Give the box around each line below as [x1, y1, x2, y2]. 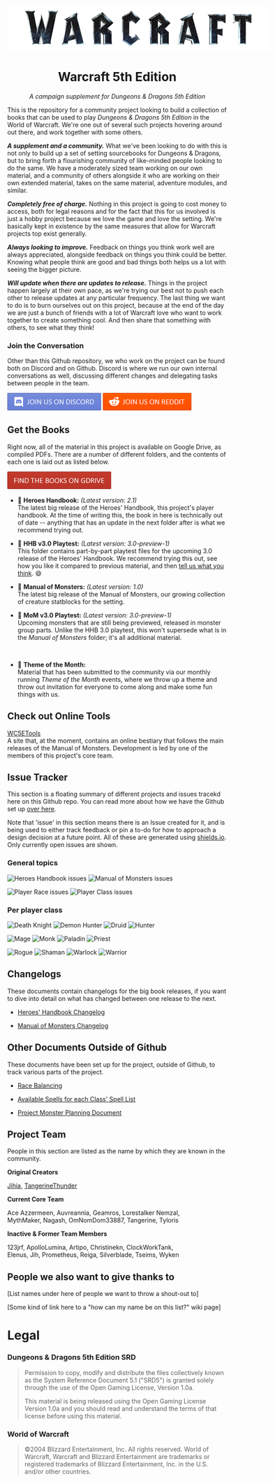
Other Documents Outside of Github [7, 1041, 168, 1054]
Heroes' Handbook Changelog [17, 1008, 105, 1016]
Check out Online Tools [7, 711, 111, 722]
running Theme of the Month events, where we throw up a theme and [17, 675, 218, 683]
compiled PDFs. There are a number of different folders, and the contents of [7, 450, 226, 458]
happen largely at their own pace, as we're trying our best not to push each [7, 286, 224, 294]
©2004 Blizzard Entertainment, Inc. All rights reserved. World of [24, 1445, 209, 1453]
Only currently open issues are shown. [7, 841, 119, 849]
